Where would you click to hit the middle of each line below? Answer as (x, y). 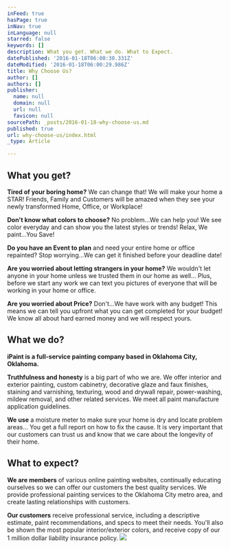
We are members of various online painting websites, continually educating (114, 480)
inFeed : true (26, 13)
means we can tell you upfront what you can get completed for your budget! (115, 311)
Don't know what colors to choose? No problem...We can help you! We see (114, 219)
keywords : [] (26, 45)
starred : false (29, 39)
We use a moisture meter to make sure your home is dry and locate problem (115, 420)
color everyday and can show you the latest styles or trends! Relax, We (107, 227)
